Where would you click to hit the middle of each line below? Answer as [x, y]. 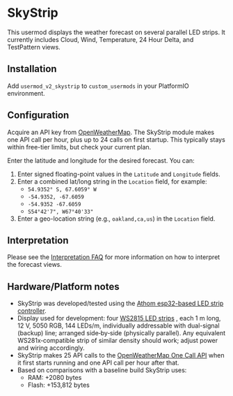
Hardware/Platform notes [63, 287]
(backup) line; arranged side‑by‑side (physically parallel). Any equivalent [121, 333]
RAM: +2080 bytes [55, 378]
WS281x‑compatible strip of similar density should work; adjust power [118, 341]
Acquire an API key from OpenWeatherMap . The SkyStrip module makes [111, 132]
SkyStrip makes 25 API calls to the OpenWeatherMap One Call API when [121, 355]
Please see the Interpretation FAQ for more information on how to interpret [114, 257]
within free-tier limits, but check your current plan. [79, 147]
